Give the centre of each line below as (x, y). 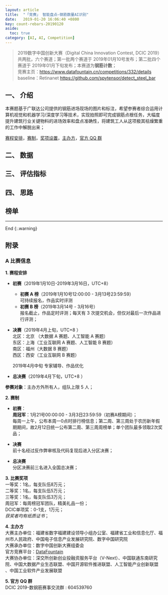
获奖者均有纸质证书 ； (27, 516)
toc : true (20, 33)
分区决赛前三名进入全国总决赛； (45, 467)
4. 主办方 (14, 527)
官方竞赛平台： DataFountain (34, 552)
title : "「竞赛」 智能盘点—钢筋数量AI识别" (47, 15)
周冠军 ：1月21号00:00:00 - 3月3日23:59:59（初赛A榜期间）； (75, 415)
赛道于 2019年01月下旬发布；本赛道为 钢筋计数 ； (67, 65)
